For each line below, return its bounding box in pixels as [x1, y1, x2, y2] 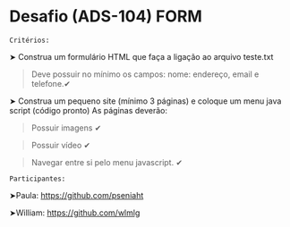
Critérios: [9, 36, 50, 45]
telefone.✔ [30, 78, 72, 88]
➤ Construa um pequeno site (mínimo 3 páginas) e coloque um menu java [9, 96, 282, 106]
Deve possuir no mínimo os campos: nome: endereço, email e [30, 69, 260, 80]
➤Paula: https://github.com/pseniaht [9, 189, 144, 200]
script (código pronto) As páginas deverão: [9, 105, 168, 115]
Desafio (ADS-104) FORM [9, 6, 203, 27]
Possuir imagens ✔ [30, 122, 102, 133]
